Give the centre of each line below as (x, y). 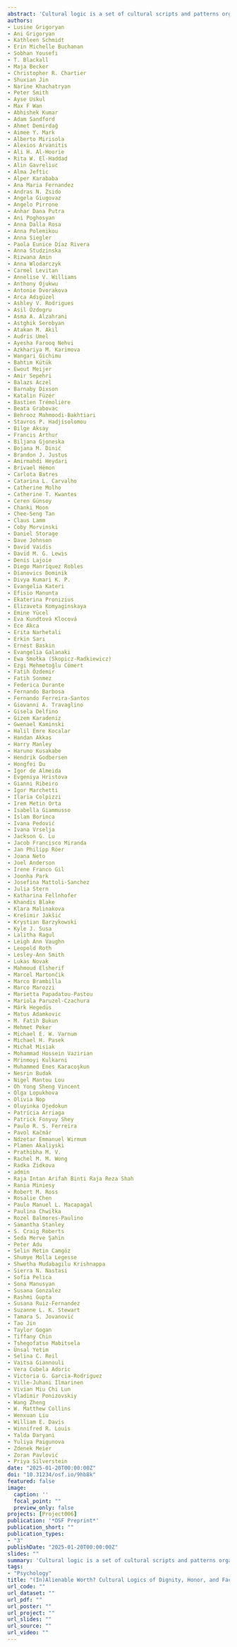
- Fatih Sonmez (30, 679)
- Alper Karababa (33, 178)
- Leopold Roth (30, 948)
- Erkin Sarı (26, 639)
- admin (19, 1172)
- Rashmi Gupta (30, 1297)
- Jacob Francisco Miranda (47, 843)
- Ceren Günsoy (30, 501)
